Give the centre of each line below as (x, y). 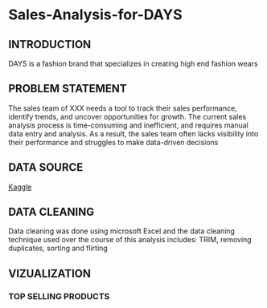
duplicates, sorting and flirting (58, 248)
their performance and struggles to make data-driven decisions (113, 142)
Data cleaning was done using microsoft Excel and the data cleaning (122, 231)
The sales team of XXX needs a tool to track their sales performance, (123, 108)
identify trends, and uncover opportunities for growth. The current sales (127, 116)
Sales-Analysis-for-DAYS (95, 15)
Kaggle (20, 187)
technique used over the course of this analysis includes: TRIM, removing (130, 240)
